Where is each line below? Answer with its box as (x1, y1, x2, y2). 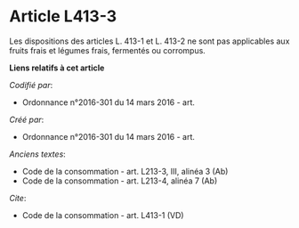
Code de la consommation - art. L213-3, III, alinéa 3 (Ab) (21, 166, 229, 176)
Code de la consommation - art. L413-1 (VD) (21, 209, 184, 220)
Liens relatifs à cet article (9, 62, 105, 73)
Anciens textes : (9, 149, 67, 159)
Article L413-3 (9, 6, 117, 27)
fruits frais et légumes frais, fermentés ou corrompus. (9, 45, 206, 55)
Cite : (9, 192, 27, 203)
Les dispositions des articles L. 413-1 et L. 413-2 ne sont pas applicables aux (9, 36, 290, 46)
